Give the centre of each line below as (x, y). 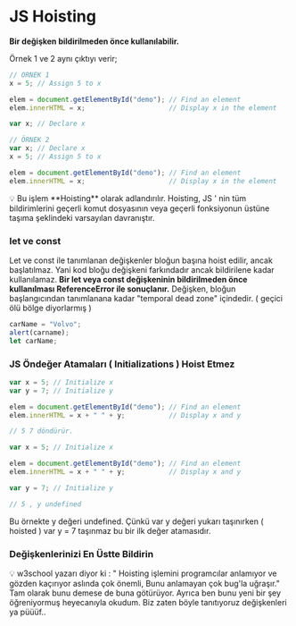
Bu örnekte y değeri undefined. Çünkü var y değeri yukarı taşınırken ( (137, 521)
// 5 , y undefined (45, 504)
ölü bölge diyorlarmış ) (50, 308)
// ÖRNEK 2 (29, 140)
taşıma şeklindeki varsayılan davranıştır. (82, 217)
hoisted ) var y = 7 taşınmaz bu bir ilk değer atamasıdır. (110, 530)
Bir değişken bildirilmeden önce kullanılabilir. (95, 41)
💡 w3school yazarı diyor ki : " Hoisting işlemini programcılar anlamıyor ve (143, 573)
